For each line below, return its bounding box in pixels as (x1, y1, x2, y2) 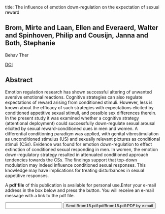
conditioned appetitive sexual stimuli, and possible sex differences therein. (5, 110, 157, 116)
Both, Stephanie (5, 39, 56, 47)
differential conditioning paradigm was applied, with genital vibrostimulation (5, 130, 159, 137)
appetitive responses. (5, 172, 49, 179)
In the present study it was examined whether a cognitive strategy (5, 115, 139, 121)
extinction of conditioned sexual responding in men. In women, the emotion (5, 146, 158, 152)
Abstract (5, 76, 33, 84)
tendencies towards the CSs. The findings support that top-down (5, 157, 137, 163)
